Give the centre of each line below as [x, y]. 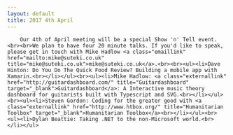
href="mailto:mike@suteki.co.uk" [56, 58]
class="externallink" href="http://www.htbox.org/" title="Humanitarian [115, 107]
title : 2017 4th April [40, 20]
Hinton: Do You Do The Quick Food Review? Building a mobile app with [112, 70]
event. [208, 39]
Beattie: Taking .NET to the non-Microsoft [115, 119]
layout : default [31, 14]
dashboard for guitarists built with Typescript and [86, 94]
